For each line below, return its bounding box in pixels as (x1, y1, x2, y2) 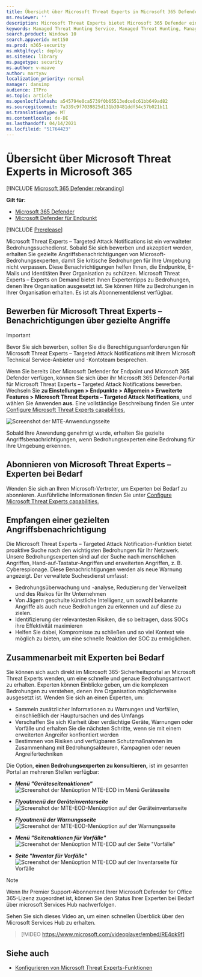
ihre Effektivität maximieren (14, 622, 83, 629)
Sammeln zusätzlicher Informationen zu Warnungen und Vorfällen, (14, 706, 180, 713)
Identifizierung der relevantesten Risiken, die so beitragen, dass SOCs (14, 616, 188, 623)
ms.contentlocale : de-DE (6, 115, 69, 121)
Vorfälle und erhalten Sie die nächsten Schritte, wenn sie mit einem (14, 725, 182, 732)
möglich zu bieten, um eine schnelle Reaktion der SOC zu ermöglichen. (14, 635, 191, 642)
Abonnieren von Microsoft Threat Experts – (6, 459, 171, 470)
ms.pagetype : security (6, 59, 63, 65)
